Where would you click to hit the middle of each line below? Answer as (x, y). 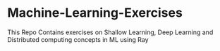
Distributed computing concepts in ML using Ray (78, 39)
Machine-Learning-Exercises (95, 13)
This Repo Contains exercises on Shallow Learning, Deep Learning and (110, 32)
